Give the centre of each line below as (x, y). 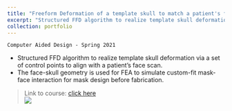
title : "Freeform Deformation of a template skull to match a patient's (114, 13)
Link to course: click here (60, 93)
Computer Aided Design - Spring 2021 (61, 46)
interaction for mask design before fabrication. (98, 80)
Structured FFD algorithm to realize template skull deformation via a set (118, 58)
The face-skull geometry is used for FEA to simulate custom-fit (107, 72)
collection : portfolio (40, 26)
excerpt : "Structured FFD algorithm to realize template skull (100, 20)
